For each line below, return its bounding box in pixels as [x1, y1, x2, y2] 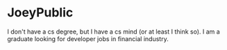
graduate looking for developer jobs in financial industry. [7, 34, 169, 42]
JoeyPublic [7, 5, 74, 21]
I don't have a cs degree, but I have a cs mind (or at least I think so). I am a [7, 27, 220, 36]
